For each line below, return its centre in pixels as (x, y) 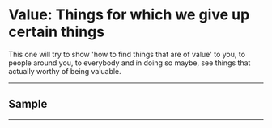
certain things (57, 32)
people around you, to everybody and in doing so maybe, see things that (130, 63)
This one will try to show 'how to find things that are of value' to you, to (127, 54)
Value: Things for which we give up (129, 15)
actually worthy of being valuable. (65, 71)
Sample (28, 104)
